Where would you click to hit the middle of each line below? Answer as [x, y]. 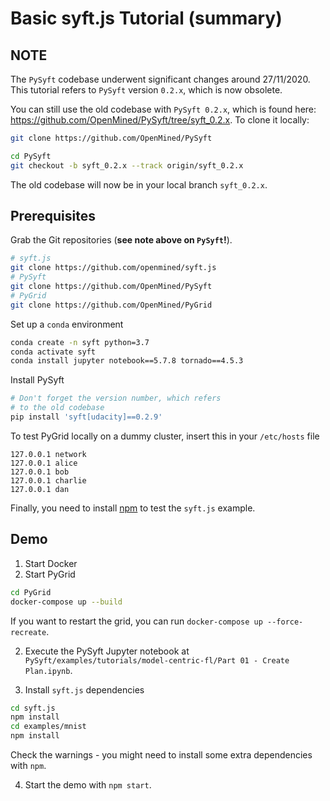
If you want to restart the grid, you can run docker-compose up [136, 621]
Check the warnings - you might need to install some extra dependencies [161, 755]
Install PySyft [37, 380]
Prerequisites [53, 216]
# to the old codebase [57, 408]
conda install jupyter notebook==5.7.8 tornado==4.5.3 [127, 361]
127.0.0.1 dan [40, 489]
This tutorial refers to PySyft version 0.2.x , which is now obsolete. [146, 90]
